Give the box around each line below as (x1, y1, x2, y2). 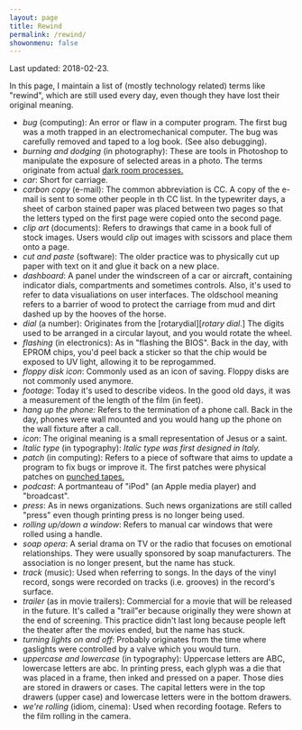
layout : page (9, 13, 59, 23)
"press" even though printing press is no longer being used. (22, 510, 245, 521)
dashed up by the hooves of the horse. (22, 308, 167, 320)
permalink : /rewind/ (9, 30, 87, 39)
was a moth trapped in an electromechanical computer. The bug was (22, 127, 279, 138)
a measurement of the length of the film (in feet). (22, 395, 204, 406)
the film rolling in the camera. (22, 711, 132, 722)
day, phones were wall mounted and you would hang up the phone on (22, 414, 282, 424)
